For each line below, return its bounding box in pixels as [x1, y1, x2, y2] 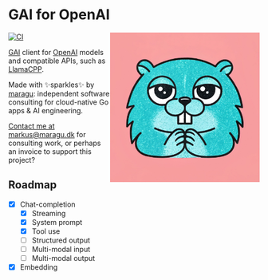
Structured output [31, 235, 90, 245]
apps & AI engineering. [8, 105, 84, 115]
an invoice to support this [8, 146, 92, 156]
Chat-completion [19, 199, 76, 209]
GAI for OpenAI [8, 6, 110, 24]
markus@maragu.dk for [8, 129, 86, 139]
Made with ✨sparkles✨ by [8, 80, 95, 89]
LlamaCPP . [8, 64, 44, 73]
